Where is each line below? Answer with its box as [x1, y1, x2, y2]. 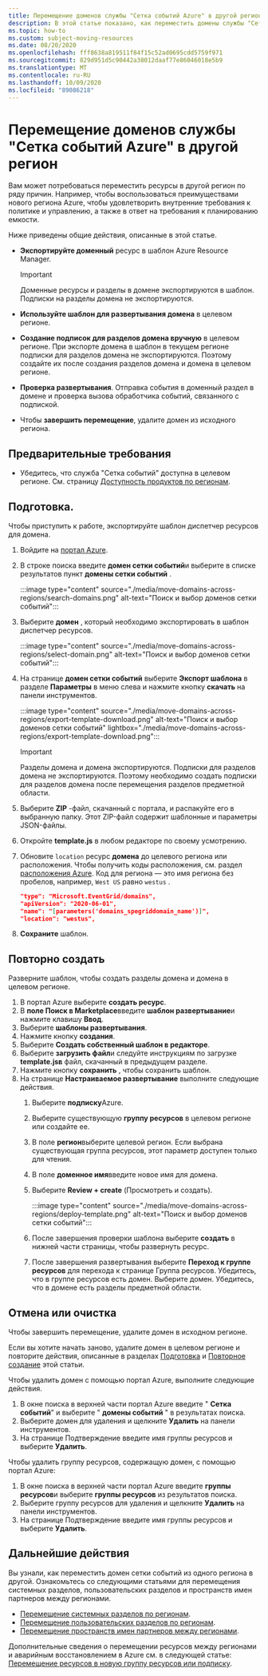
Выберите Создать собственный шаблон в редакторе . [19, 1040, 210, 1050]
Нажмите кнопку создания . [19, 1032, 116, 1041]
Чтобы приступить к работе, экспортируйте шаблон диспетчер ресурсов [8, 521, 259, 530]
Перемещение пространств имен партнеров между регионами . [19, 1626, 239, 1635]
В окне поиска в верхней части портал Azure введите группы [19, 1481, 231, 1491]
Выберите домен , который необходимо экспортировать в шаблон [19, 617, 250, 626]
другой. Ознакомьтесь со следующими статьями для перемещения [8, 1576, 241, 1586]
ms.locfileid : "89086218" [8, 86, 94, 94]
